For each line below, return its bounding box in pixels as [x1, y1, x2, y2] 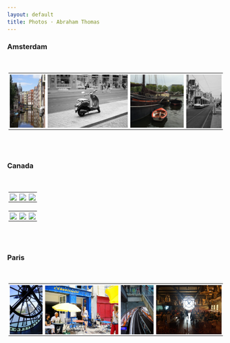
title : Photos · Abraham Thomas [7, 18, 100, 26]
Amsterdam [7, 42, 48, 52]
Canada [7, 161, 34, 170]
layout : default [7, 11, 54, 18]
